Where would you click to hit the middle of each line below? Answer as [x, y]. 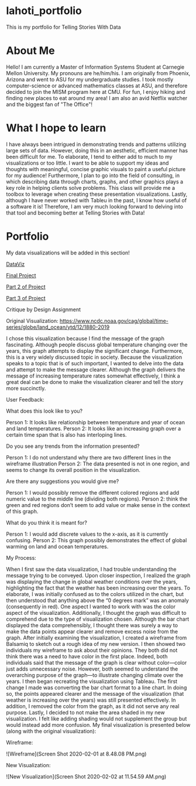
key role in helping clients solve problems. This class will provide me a [91, 188]
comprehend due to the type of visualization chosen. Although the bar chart [97, 619]
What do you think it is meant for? [47, 522]
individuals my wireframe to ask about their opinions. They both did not [92, 650]
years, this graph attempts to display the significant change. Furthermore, [95, 351]
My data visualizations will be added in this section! [68, 253]
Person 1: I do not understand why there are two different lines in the [89, 457]
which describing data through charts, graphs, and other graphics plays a [94, 181]
